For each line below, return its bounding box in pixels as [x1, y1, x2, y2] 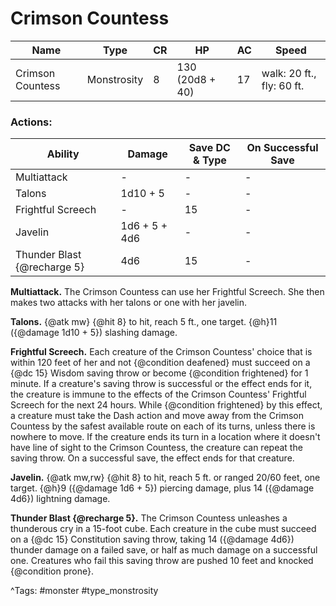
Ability [46, 147, 80, 161]
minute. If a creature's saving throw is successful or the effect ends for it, [10, 378, 313, 390]
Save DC [188, 141, 231, 155]
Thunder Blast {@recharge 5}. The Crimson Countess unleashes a [10, 512, 288, 524]
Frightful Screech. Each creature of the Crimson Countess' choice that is [10, 346, 313, 358]
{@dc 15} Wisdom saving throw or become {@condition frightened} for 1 [10, 367, 309, 379]
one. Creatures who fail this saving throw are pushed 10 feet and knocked [10, 555, 314, 567]
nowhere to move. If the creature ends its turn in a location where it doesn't [10, 431, 321, 443]
